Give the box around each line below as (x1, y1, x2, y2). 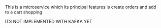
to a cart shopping (5, 9, 43, 15)
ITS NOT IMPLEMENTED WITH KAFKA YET (5, 19, 93, 24)
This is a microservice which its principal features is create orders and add (5, 4, 157, 10)
